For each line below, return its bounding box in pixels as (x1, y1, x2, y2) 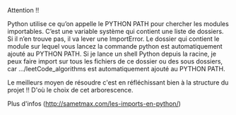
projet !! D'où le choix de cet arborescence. (7, 86, 134, 94)
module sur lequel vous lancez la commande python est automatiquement (7, 42, 223, 50)
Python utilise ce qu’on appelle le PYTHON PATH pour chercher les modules (7, 20, 230, 28)
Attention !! (7, 6, 40, 14)
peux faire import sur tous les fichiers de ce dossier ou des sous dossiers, (7, 57, 223, 66)
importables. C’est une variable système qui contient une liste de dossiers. (7, 28, 224, 35)
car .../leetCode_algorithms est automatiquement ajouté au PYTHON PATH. (7, 65, 225, 73)
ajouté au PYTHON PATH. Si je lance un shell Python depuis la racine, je (7, 49, 217, 58)
